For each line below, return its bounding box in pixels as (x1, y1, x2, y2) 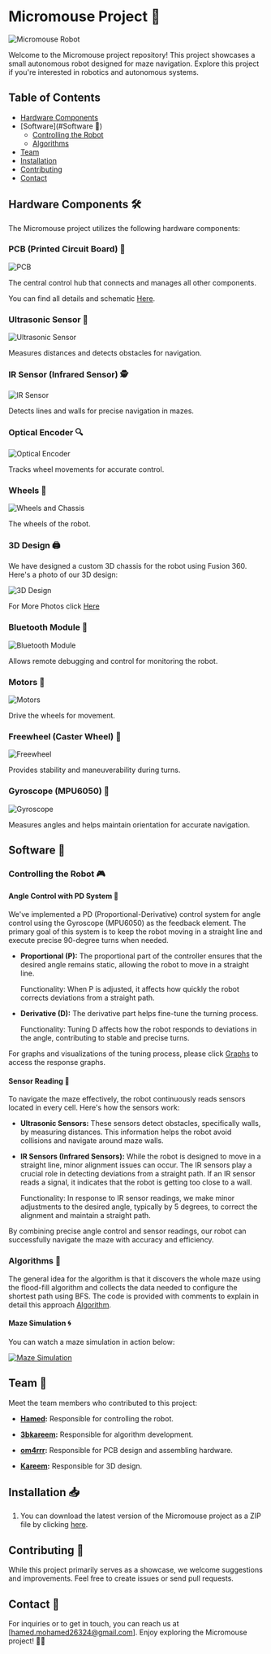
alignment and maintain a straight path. (19, 1211, 152, 1220)
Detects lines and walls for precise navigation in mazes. (8, 406, 195, 416)
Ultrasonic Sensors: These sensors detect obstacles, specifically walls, (19, 1119, 261, 1128)
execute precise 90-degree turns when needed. (8, 936, 169, 945)
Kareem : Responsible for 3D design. (19, 1460, 143, 1471)
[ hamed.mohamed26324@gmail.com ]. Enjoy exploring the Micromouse (8, 1627, 247, 1637)
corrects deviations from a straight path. (19, 993, 156, 1003)
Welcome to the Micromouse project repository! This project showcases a (8, 50, 256, 59)
